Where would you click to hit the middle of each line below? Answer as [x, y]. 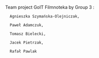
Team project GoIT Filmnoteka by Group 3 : [50, 7]
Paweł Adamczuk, [27, 25]
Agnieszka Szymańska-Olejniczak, [45, 16]
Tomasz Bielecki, [28, 34]
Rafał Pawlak [23, 51]
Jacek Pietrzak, [27, 42]
